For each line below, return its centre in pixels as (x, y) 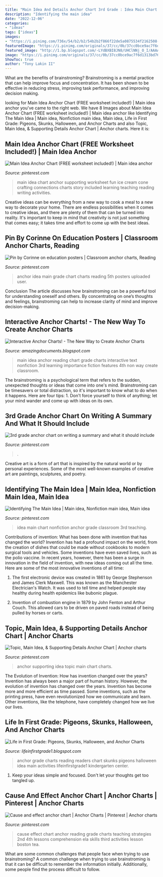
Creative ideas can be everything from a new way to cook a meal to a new (79, 202)
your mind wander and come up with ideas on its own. (59, 401)
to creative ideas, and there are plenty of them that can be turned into (75, 212)
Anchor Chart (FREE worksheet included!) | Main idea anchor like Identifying (81, 113)
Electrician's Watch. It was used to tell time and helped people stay (79, 588)
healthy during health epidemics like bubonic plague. (65, 593)
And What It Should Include (47, 423)
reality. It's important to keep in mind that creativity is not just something (77, 217)
